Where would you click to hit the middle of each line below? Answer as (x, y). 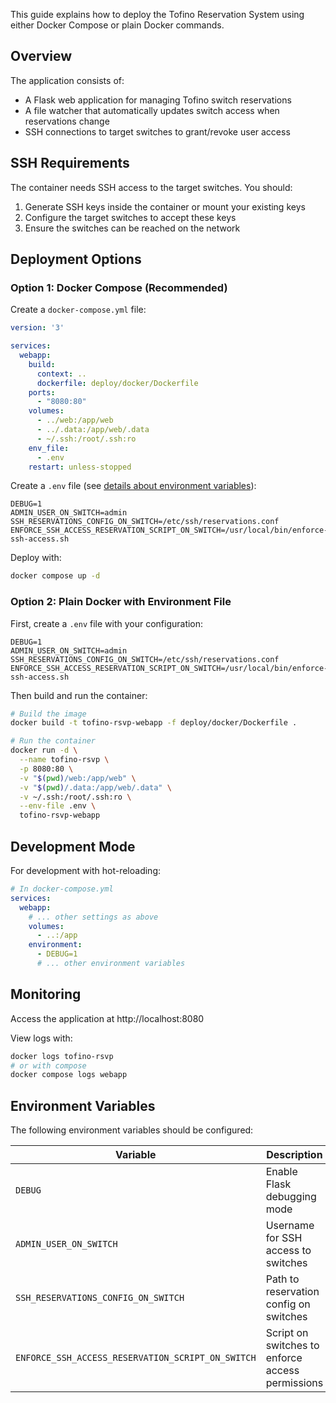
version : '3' (37, 328)
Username (290, 1226)
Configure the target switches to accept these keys (130, 217)
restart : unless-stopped (80, 467)
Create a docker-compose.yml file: (78, 310)
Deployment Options (76, 259)
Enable (281, 1172)
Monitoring (46, 994)
